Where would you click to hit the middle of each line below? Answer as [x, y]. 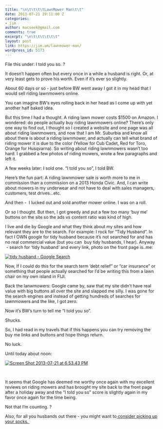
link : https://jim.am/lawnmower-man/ [43, 46]
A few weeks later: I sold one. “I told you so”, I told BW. [60, 168]
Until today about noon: [28, 354]
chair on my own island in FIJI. [36, 276]
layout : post [18, 41]
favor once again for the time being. [41, 397]
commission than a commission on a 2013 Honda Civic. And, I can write [77, 182]
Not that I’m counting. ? [28, 407]
